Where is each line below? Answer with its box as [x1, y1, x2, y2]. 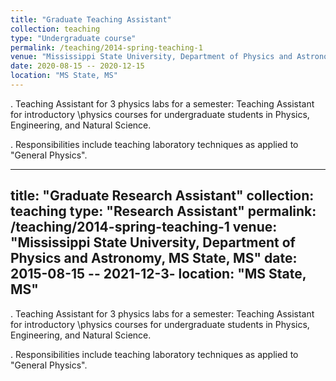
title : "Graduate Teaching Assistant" [10, 14, 172, 25]
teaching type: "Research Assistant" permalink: [10, 203, 317, 220]
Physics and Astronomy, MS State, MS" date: [10, 250, 298, 267]
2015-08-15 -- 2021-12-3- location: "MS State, [10, 266, 307, 283]
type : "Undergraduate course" [10, 33, 137, 43]
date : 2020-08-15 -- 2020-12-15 [10, 61, 145, 71]
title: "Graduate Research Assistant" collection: [10, 187, 315, 205]
